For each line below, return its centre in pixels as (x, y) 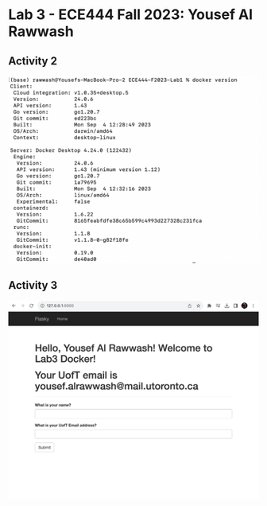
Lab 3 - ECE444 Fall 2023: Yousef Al (130, 15)
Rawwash (41, 31)
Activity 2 (33, 61)
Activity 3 (33, 285)
